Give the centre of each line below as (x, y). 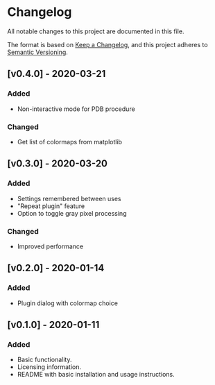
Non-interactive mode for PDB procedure (76, 109)
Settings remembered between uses (69, 198)
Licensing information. (49, 367)
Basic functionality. (44, 360)
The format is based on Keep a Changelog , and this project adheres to (108, 44)
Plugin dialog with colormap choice (67, 303)
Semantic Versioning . (37, 52)
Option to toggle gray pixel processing (72, 213)
